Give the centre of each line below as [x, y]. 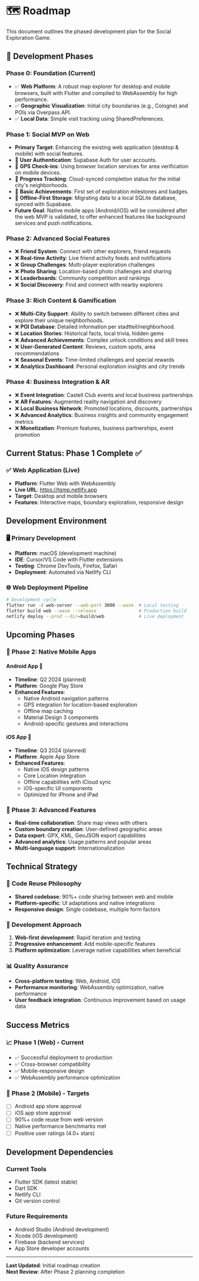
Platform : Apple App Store [47, 756]
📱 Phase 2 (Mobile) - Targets [48, 1093]
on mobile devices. [38, 172]
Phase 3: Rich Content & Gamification [61, 301]
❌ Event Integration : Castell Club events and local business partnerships [104, 395]
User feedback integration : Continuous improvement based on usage [100, 1000]
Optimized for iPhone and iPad [61, 794]
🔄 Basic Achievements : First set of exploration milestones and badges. [102, 191]
